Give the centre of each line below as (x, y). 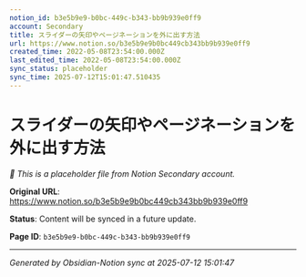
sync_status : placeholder (58, 69)
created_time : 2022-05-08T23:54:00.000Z (87, 52)
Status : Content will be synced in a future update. (103, 219)
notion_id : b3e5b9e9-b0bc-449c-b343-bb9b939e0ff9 (106, 18)
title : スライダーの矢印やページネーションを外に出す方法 (105, 35)
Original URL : (35, 191)
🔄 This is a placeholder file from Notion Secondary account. (122, 173)
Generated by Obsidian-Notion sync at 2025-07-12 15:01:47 (122, 262)
